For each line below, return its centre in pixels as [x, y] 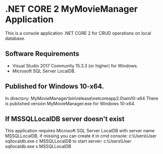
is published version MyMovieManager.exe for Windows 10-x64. [70, 103]
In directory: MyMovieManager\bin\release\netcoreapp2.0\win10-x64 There [82, 98]
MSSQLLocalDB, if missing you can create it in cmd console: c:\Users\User [81, 136]
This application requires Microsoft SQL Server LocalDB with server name [80, 131]
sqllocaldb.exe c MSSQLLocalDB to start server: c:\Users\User [68, 141]
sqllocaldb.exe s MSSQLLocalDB [38, 147]
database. [15, 38]
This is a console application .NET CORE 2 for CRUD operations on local [78, 33]
